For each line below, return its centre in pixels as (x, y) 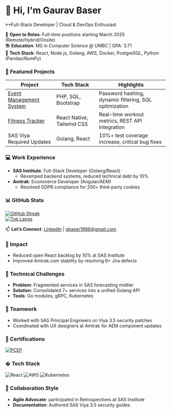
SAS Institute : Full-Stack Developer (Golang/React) (66, 171)
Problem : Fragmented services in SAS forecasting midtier (73, 285)
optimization (114, 106)
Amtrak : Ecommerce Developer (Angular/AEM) (62, 181)
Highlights (131, 85)
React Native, (72, 118)
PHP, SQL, (69, 96)
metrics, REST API (121, 121)
